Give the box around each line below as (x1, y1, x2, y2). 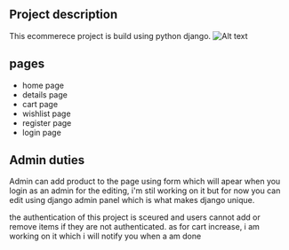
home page (21, 80, 65, 90)
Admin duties (9, 152, 85, 168)
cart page (21, 98, 59, 109)
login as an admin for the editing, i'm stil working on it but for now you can (9, 185, 281, 196)
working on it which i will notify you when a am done (9, 230, 202, 242)
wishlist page (21, 108, 71, 119)
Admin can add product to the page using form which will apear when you (9, 176, 281, 187)
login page (21, 127, 62, 137)
